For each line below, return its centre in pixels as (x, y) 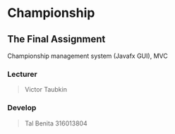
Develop (22, 108)
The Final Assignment (56, 39)
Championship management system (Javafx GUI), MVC (87, 56)
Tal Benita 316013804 (56, 123)
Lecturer (22, 74)
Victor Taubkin (46, 90)
